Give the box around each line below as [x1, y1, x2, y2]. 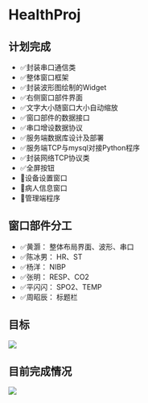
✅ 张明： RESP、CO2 [19, 272, 90, 282]
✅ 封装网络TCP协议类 [19, 153, 90, 162]
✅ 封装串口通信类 [19, 63, 76, 72]
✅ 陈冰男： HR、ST [19, 252, 83, 261]
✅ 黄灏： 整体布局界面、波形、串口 [19, 241, 134, 251]
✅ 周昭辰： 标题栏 [19, 292, 78, 302]
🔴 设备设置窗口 [19, 173, 68, 183]
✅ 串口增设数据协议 [19, 123, 83, 132]
